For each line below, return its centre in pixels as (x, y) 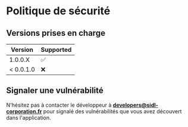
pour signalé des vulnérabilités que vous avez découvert (112, 111)
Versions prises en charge (56, 33)
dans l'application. (29, 117)
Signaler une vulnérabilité (55, 91)
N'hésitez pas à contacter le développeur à (59, 105)
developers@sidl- (136, 105)
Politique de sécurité (58, 11)
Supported (56, 50)
